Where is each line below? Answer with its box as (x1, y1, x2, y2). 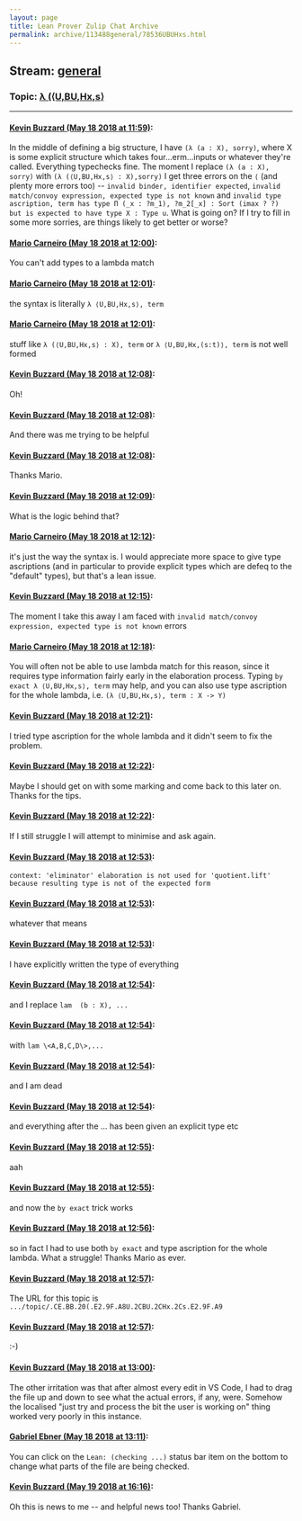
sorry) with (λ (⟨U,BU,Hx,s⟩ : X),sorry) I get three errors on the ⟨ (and (9, 171, 279, 182)
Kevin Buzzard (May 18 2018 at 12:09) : (9, 491, 155, 502)
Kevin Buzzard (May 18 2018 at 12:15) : (9, 591, 154, 602)
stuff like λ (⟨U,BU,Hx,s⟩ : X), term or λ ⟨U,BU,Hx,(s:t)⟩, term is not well (9, 338, 289, 349)
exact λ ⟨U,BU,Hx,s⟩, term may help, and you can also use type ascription (9, 680, 288, 691)
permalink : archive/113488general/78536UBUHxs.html (9, 30, 207, 39)
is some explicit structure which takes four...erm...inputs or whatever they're (9, 152, 291, 163)
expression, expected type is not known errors (9, 621, 187, 631)
